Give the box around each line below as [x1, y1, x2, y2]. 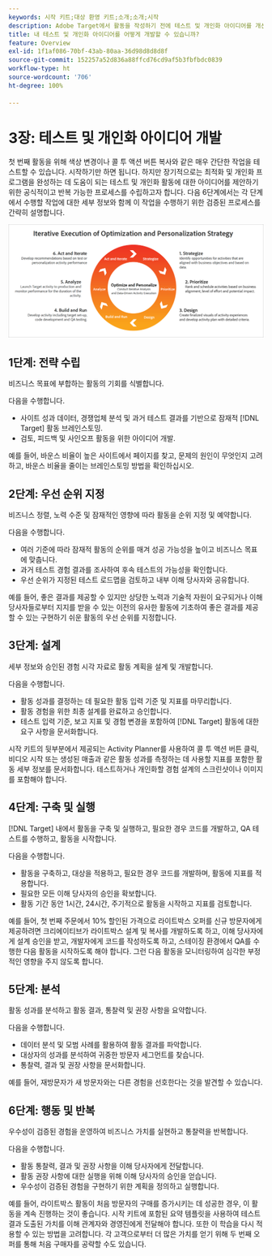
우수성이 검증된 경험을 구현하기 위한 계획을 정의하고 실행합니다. [19, 1181, 220, 1191]
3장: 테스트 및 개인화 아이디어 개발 [8, 128, 223, 147]
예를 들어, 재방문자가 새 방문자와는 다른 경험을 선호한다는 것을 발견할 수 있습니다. [8, 1077, 263, 1087]
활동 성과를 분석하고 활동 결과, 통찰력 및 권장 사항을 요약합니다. [8, 1005, 207, 1015]
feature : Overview [8, 39, 70, 47]
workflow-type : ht [8, 65, 70, 73]
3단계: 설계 [8, 638, 61, 653]
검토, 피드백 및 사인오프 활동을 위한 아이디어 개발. [19, 434, 176, 443]
